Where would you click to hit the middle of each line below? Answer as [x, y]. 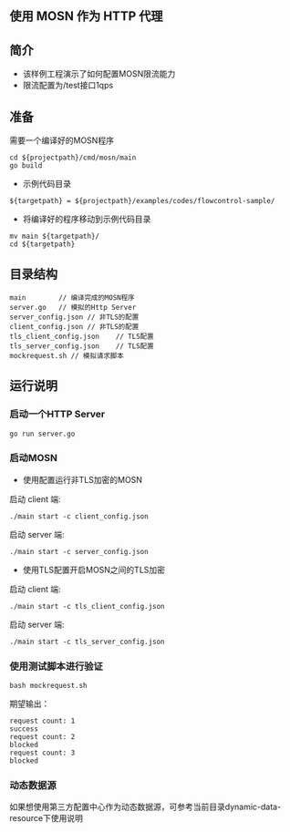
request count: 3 [42, 753]
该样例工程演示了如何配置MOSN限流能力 [99, 74]
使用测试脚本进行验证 [56, 666]
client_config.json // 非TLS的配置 [74, 326]
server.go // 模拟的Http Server [73, 307]
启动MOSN [33, 458]
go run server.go [42, 434]
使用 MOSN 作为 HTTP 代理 [86, 16]
